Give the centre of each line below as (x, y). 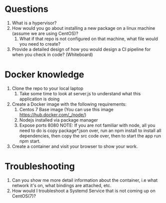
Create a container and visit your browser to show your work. (75, 146)
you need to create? (40, 44)
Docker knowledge (44, 75)
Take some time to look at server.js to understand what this (80, 93)
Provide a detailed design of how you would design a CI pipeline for (81, 49)
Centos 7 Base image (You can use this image (66, 109)
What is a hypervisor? (34, 23)
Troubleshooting (40, 167)
